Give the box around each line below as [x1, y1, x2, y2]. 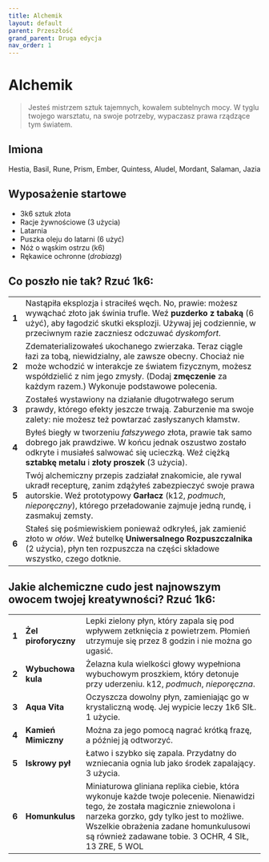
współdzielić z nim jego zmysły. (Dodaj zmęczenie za [25, 370, 227, 382]
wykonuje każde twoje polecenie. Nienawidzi [85, 791, 255, 802]
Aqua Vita [25, 702, 65, 713]
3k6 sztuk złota [19, 208, 71, 218]
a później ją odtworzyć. [85, 735, 174, 746]
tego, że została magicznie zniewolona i [85, 801, 235, 812]
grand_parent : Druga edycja [8, 34, 102, 42]
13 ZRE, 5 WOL [85, 841, 144, 852]
